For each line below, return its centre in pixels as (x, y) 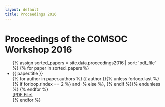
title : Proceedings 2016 (31, 14)
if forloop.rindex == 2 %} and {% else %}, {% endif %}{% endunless (90, 84)
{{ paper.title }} (28, 74)
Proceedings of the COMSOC (66, 39)
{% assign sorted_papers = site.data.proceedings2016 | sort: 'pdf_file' (84, 63)
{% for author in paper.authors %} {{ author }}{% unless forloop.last (82, 79)
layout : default (22, 10)
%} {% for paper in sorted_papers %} (51, 68)
